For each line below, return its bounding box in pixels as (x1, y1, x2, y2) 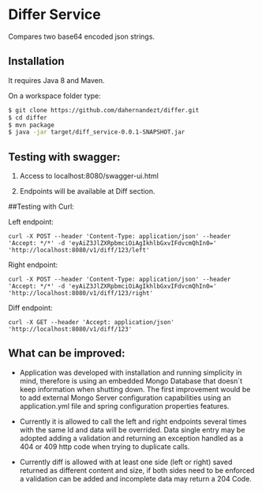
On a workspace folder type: (8, 91, 101, 100)
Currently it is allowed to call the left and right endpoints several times (19, 417, 247, 426)
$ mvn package (8, 121, 55, 129)
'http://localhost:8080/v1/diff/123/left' (8, 247, 150, 255)
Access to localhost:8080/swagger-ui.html (19, 172, 159, 181)
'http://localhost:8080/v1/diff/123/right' (8, 289, 154, 297)
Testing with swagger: (8, 150, 121, 164)
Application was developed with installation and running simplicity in (19, 368, 242, 377)
